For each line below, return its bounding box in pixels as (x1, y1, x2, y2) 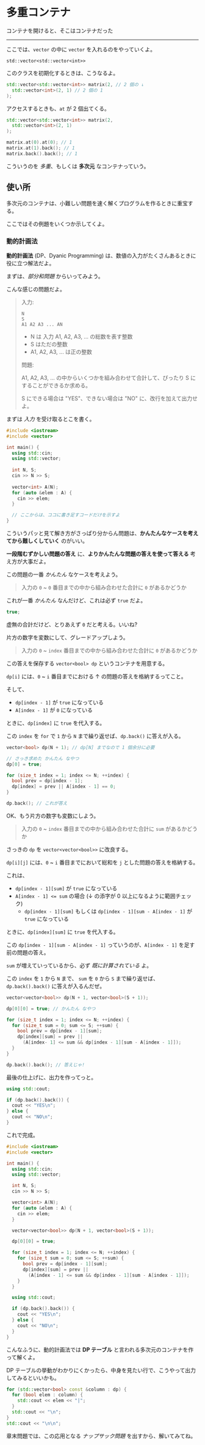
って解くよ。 (6, 1353, 38, 1361)
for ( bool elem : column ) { (12, 1392, 84, 1398)
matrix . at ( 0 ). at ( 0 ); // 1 (6, 139, 72, 145)
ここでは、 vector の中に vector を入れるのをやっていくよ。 (6, 45, 156, 53)
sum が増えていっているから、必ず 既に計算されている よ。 (6, 962, 153, 969)
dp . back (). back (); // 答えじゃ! (6, 1061, 85, 1068)
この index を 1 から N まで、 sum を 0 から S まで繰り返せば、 (6, 975, 159, 982)
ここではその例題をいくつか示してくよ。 (6, 220, 108, 227)
